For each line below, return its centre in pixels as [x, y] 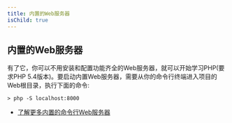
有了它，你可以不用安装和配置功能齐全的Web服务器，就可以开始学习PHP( [113, 68]
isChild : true [28, 20]
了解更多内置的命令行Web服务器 [64, 113]
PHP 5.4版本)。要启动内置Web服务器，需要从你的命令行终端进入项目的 [115, 76]
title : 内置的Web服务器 [38, 14]
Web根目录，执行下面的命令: [48, 85]
